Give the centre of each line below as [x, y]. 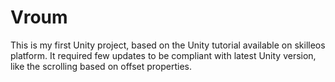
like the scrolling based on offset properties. [101, 66]
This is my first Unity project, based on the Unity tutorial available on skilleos [168, 45]
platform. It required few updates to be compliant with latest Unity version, [163, 55]
